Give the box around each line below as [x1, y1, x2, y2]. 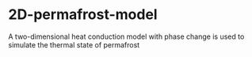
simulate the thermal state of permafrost [8, 40, 140, 49]
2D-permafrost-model [8, 6, 158, 24]
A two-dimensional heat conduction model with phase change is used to [8, 32, 245, 41]
